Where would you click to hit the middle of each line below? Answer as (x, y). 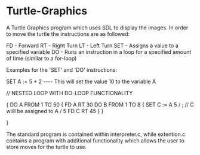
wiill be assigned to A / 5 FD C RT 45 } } (55, 111)
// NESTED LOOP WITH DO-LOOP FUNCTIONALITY (70, 93)
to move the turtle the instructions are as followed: (68, 34)
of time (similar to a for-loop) (41, 58)
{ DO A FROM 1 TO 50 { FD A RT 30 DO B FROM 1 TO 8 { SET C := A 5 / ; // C (100, 104)
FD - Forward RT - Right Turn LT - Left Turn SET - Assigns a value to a (92, 45)
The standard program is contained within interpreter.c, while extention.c (96, 134)
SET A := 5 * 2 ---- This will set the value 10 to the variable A (81, 81)
